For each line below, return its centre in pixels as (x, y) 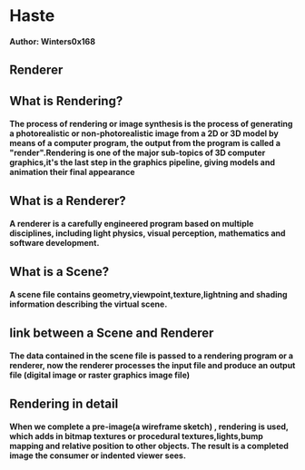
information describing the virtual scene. (89, 304)
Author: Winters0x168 (53, 41)
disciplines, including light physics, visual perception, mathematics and (148, 233)
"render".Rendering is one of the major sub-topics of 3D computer (138, 153)
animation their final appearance (72, 172)
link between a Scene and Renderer (112, 333)
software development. (54, 243)
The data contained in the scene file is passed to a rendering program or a (151, 356)
